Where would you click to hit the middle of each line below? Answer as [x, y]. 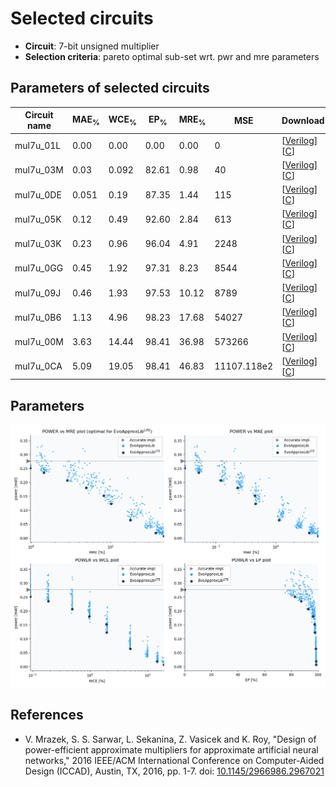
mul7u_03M [39, 170]
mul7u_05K [38, 219]
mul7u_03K [38, 243]
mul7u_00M [39, 341]
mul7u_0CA [38, 366]
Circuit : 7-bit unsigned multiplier [92, 46]
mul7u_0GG [39, 268]
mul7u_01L [38, 145]
